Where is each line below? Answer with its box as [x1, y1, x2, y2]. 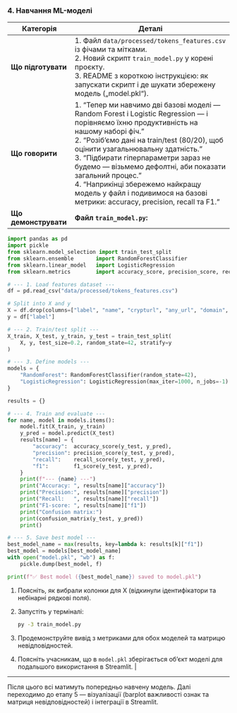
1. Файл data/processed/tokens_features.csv [74, 36, 226, 46]
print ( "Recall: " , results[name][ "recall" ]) [20, 496, 159, 503]
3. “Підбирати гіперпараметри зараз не [74, 153, 211, 163]
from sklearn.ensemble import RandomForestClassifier [7, 255, 188, 262]
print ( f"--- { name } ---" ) [20, 475, 97, 483]
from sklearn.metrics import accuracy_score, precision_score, [7, 268, 219, 275]
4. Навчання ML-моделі [7, 6, 93, 16]
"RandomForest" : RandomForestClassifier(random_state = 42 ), [20, 372, 197, 379]
